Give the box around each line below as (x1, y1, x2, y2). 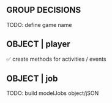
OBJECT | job (6, 74, 58, 84)
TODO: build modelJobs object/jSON (6, 90, 99, 97)
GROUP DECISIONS (6, 5, 81, 15)
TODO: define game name (6, 21, 72, 28)
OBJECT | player (6, 39, 70, 50)
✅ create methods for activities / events (6, 55, 106, 63)
